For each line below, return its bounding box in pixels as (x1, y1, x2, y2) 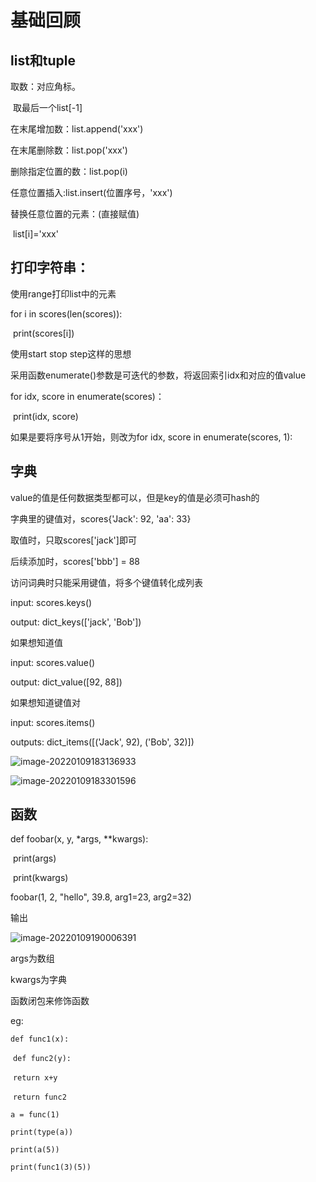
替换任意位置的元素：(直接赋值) (10, 208, 140, 220)
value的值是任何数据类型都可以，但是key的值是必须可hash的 (10, 491, 260, 503)
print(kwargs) (12, 872, 69, 884)
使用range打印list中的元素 (10, 287, 117, 300)
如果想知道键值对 (10, 696, 81, 708)
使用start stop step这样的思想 (10, 347, 132, 360)
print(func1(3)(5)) (10, 1162, 92, 1173)
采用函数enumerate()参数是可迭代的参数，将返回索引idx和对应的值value (10, 369, 307, 381)
